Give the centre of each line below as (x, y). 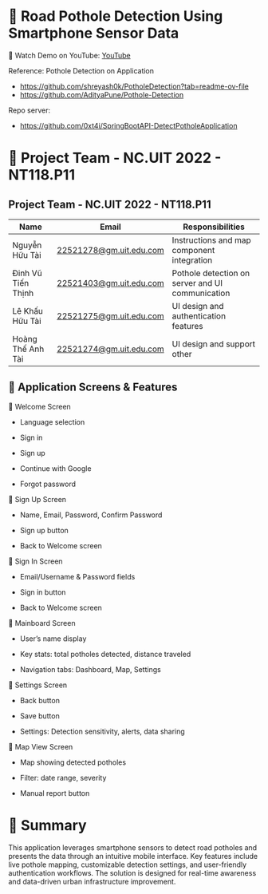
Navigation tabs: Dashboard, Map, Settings (90, 669)
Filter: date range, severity (63, 777)
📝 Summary (47, 825)
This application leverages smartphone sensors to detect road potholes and (133, 847)
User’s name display (53, 639)
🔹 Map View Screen (41, 746)
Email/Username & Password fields (77, 576)
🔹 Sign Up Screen (37, 499)
